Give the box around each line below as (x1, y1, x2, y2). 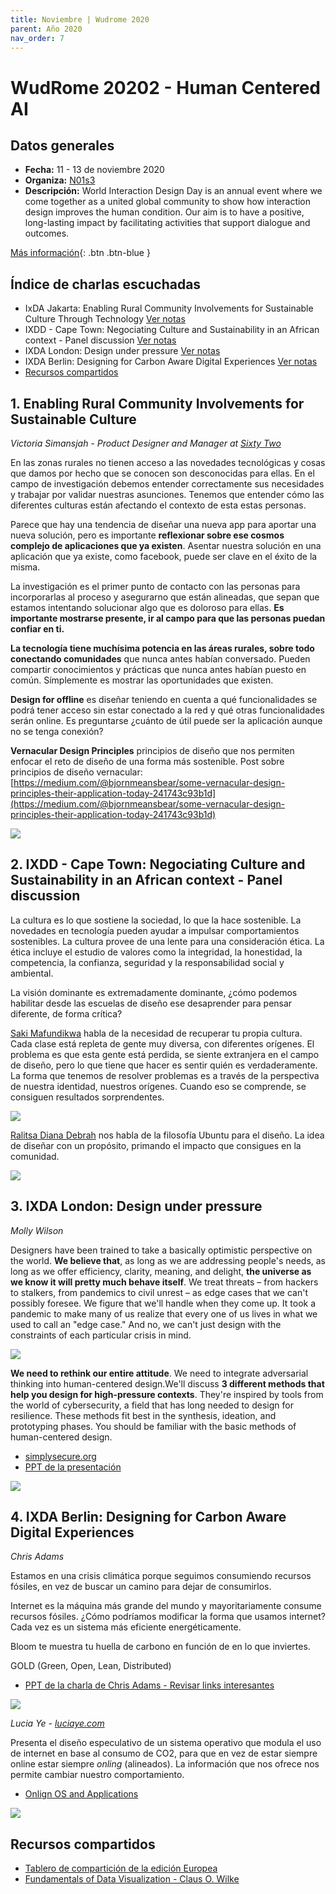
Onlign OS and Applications (24, 1788, 139, 1800)
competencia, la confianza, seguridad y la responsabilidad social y (10, 956, 285, 968)
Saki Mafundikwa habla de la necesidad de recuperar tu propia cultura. (10, 1027, 303, 1039)
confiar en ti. (10, 623, 65, 635)
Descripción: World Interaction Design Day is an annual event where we (24, 185, 323, 197)
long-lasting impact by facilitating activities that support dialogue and (24, 217, 311, 229)
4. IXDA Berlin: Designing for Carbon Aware (10, 1509, 287, 1526)
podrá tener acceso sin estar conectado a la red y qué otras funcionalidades (10, 704, 325, 716)
